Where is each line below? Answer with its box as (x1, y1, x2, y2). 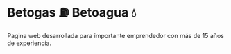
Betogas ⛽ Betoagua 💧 (7, 5, 137, 21)
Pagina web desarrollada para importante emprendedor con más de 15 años (7, 31, 224, 39)
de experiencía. (7, 39, 52, 47)
